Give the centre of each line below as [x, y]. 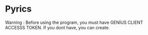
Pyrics [18, 9]
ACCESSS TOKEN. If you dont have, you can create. [58, 27]
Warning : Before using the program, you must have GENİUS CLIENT [74, 22]
